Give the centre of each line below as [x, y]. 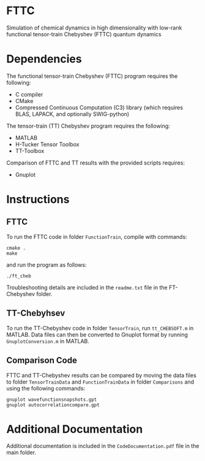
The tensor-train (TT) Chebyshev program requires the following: [88, 126]
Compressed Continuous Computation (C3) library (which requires [99, 107]
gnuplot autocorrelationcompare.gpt [53, 405]
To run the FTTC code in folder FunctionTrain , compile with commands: [97, 236]
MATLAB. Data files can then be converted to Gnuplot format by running [97, 335]
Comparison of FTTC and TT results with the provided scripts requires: [96, 163]
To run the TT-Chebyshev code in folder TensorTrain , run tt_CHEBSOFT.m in [100, 328]
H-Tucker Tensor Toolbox [47, 144]
